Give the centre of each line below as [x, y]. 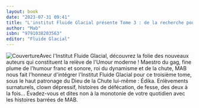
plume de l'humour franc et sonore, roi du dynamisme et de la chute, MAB [97, 68]
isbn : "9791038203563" [34, 34]
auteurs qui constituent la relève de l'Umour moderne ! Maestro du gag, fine [99, 62]
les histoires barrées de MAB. [42, 100]
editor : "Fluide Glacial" [38, 39]
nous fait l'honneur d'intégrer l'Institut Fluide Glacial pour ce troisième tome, [99, 75]
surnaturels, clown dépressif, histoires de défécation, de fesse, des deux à [97, 87]
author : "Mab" [24, 28]
